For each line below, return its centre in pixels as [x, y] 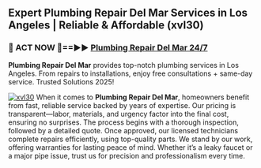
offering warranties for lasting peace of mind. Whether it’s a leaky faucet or [130, 147]
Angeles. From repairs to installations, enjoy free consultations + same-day [130, 73]
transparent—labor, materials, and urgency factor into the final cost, [119, 114]
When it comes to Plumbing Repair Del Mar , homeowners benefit [143, 97]
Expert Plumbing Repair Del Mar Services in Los [128, 13]
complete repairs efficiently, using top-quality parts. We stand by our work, [130, 139]
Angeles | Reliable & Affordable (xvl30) [106, 26]
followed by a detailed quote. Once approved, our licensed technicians [123, 130]
